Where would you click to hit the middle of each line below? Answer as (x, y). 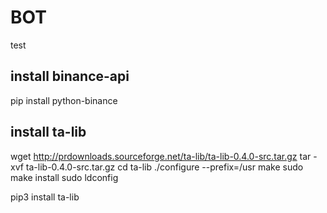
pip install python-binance (64, 100)
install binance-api (70, 76)
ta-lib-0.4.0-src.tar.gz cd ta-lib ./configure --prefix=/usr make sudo (164, 167)
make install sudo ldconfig (64, 177)
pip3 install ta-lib (45, 197)
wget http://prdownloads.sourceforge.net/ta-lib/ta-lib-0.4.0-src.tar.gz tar (161, 156)
